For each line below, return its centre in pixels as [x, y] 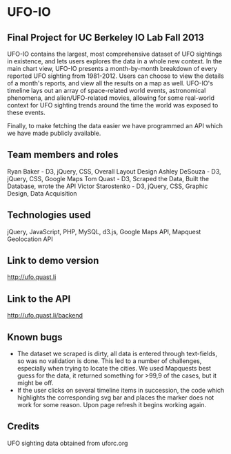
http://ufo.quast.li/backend [45, 316]
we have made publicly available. [54, 133]
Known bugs [35, 337]
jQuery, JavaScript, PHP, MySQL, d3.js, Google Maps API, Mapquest [104, 231]
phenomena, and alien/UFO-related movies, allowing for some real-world [111, 98]
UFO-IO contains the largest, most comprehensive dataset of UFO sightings [115, 54]
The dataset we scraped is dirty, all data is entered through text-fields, [117, 354]
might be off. [35, 383]
